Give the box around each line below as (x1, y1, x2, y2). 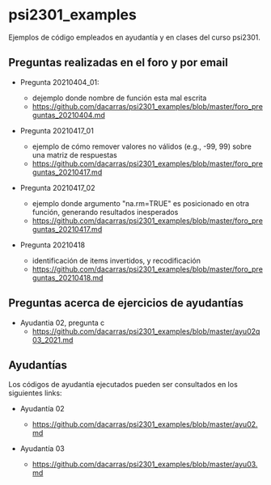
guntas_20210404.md (32, 110, 105, 120)
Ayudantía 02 (19, 404, 65, 414)
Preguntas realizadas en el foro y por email (8, 56, 228, 70)
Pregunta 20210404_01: (19, 77, 100, 86)
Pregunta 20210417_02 (19, 183, 95, 192)
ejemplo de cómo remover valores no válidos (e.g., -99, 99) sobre (32, 141, 252, 151)
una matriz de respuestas (32, 150, 117, 159)
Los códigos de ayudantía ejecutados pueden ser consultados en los (8, 380, 239, 390)
